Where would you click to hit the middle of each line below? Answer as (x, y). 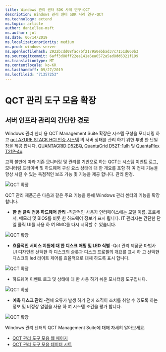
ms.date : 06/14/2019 (27, 38)
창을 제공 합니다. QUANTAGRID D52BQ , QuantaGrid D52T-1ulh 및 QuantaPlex (83, 146)
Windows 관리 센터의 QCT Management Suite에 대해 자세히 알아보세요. (75, 327)
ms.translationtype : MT (30, 61)
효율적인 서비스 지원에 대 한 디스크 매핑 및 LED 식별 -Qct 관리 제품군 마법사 (84, 245)
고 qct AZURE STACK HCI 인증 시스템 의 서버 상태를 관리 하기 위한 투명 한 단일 (82, 139)
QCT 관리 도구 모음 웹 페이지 (40, 338)
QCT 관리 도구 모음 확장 (51, 101)
